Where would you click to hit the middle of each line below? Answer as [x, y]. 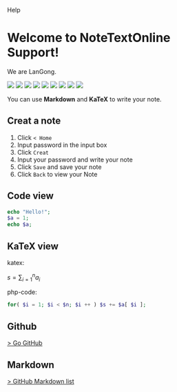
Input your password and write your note [75, 159]
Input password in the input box [62, 145]
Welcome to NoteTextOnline [89, 38]
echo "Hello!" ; [29, 212]
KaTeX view [33, 246]
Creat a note [34, 121]
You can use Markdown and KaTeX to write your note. [84, 99]
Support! [33, 53]
